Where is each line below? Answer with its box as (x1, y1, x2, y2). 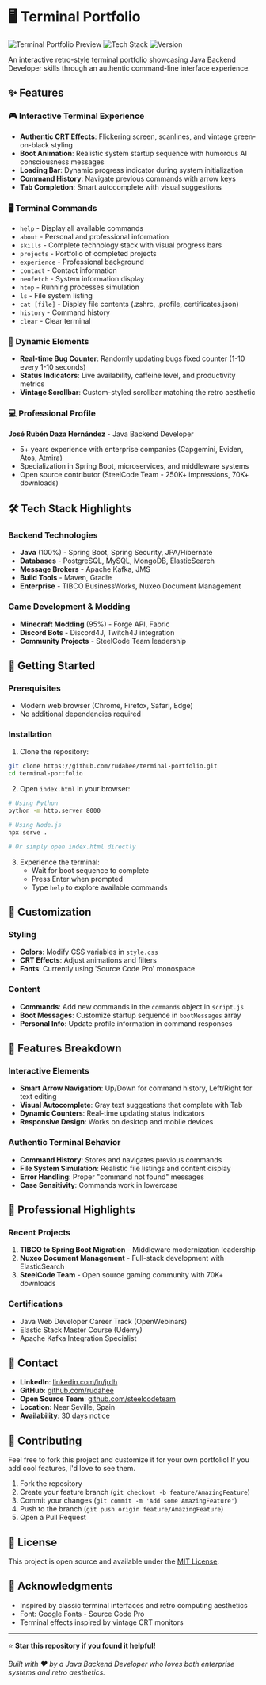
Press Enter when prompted (31, 874, 123, 883)
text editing (19, 1092, 57, 1101)
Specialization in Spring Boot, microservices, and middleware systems (19, 461, 249, 470)
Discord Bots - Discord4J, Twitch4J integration (19, 627, 175, 637)
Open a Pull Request (19, 1513, 87, 1522)
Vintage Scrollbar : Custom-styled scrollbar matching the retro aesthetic (19, 388, 256, 397)
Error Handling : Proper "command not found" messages (19, 1172, 204, 1181)
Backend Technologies (8, 530, 98, 541)
